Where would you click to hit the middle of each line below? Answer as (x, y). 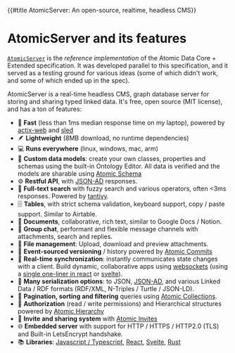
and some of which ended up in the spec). (69, 80)
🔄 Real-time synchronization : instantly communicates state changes (118, 259)
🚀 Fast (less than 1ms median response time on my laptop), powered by (121, 122)
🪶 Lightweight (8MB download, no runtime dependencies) (103, 138)
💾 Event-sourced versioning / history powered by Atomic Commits (115, 251)
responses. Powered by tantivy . (63, 195)
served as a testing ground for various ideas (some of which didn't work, (113, 72)
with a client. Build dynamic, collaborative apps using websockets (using (123, 266)
